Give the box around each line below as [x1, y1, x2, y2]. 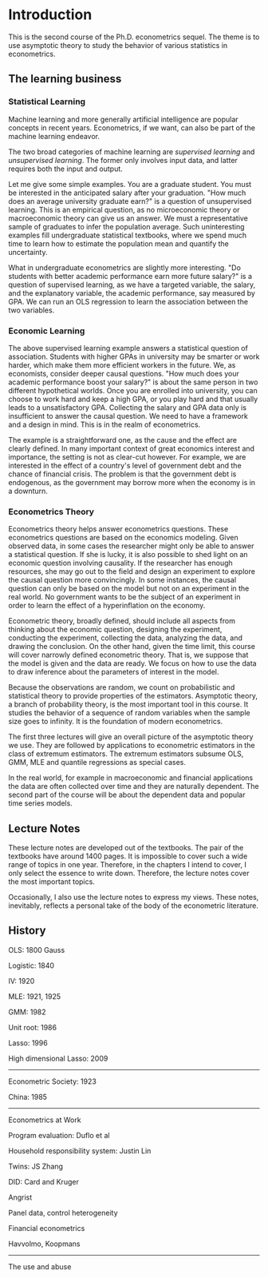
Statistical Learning [8, 96, 86, 107]
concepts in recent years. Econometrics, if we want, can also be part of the [8, 122, 255, 133]
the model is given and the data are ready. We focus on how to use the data [8, 659, 257, 668]
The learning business [8, 72, 122, 86]
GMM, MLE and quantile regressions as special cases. [8, 758, 186, 767]
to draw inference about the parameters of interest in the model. [8, 667, 219, 677]
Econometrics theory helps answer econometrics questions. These [8, 524, 229, 534]
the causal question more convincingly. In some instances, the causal [8, 575, 237, 585]
